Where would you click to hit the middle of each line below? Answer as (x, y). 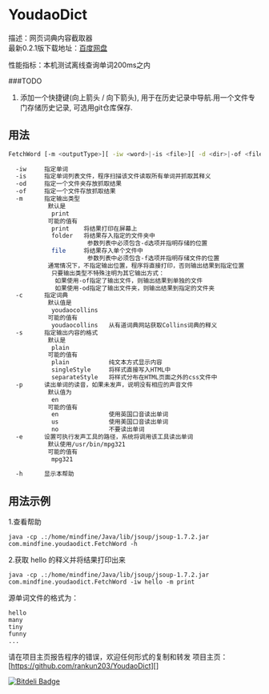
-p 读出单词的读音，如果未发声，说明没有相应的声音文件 (104, 385)
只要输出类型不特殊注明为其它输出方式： (108, 273)
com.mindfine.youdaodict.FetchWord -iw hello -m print (102, 582)
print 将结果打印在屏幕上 (94, 229)
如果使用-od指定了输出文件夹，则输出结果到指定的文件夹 (134, 288)
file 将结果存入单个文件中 (97, 251)
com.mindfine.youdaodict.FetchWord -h (73, 544)
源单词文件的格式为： (43, 598)
